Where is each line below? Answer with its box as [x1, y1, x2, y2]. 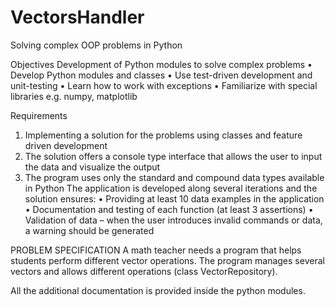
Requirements [10, 109, 68, 121]
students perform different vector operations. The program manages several [10, 254, 325, 266]
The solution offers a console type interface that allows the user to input [24, 150, 323, 162]
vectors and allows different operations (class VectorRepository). [10, 265, 278, 277]
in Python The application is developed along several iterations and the [24, 182, 318, 194]
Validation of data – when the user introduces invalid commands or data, [24, 214, 323, 226]
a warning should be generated [24, 224, 155, 236]
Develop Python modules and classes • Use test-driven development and [10, 69, 313, 81]
